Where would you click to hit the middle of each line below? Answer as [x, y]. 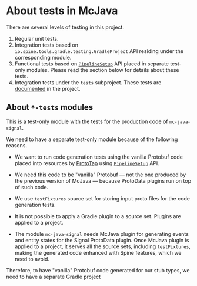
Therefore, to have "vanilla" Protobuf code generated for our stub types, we [98, 270]
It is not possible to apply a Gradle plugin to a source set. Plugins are [98, 216]
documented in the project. [47, 88]
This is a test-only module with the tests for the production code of [87, 121]
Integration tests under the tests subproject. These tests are [88, 82]
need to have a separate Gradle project [54, 277]
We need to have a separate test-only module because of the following [92, 139]
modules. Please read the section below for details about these [103, 70]
